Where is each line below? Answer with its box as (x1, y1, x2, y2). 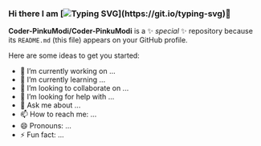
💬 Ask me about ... (19, 100, 81, 110)
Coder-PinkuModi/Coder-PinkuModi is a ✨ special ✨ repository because (8, 26, 253, 36)
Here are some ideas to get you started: (8, 51, 141, 60)
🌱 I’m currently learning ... (19, 75, 106, 84)
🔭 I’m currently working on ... (19, 67, 116, 76)
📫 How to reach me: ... (19, 109, 97, 120)
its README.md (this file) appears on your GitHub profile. (8, 35, 188, 45)
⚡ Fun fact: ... (19, 130, 64, 140)
